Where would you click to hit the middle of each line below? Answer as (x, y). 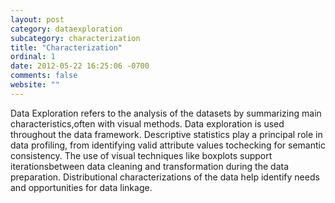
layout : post (37, 19)
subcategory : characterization (75, 38)
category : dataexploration (66, 29)
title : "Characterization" (66, 47)
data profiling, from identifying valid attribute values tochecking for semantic (168, 145)
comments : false (44, 76)
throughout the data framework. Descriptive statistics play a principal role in (166, 134)
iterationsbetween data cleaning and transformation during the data (150, 166)
